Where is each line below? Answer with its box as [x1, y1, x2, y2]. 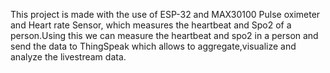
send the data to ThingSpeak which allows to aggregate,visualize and [10, 40, 297, 52]
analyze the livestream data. [10, 51, 127, 63]
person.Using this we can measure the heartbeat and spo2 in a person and [10, 30, 319, 41]
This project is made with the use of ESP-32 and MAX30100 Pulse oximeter [10, 9, 321, 20]
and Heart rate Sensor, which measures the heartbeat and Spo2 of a [10, 19, 292, 31]
